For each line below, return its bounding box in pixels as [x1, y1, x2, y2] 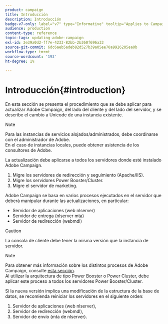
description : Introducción [5, 17, 61, 22]
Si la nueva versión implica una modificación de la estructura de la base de [5, 288, 159, 294]
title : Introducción [5, 12, 48, 17]
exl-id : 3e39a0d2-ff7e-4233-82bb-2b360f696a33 [5, 40, 104, 45]
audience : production [5, 26, 50, 31]
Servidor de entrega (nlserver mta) [12, 213, 84, 219]
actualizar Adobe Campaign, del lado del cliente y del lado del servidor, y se [5, 106, 161, 113]
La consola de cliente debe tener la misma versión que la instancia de [5, 238, 149, 244]
